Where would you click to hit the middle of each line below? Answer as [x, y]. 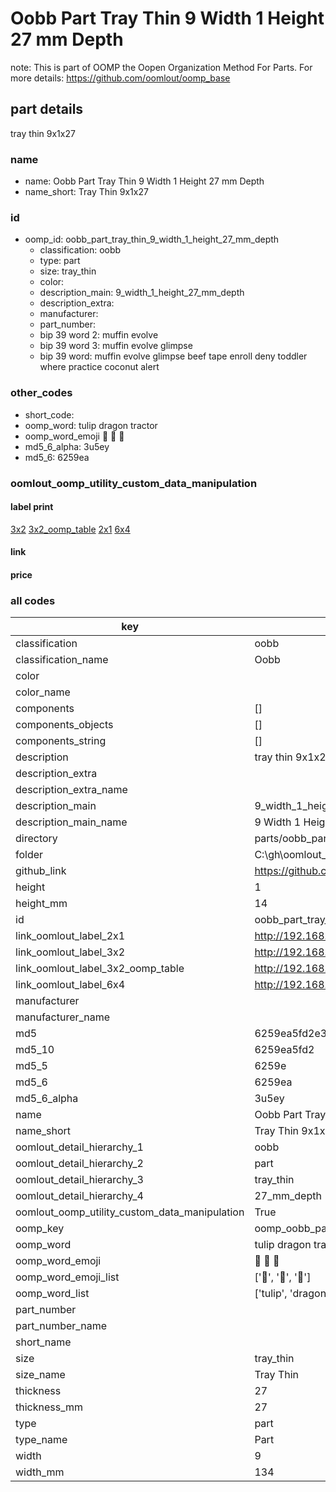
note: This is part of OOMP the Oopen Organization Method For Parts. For [161, 67]
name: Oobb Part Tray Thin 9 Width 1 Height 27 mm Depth [144, 181]
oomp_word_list [52, 1294]
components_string [61, 741]
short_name [43, 1342]
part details [47, 109]
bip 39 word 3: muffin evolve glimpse [116, 346]
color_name [43, 692]
